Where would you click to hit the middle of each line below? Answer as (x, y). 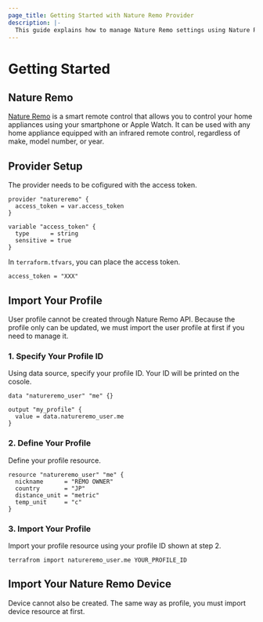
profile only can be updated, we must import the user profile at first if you (126, 327)
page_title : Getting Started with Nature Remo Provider (101, 15)
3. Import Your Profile (50, 529)
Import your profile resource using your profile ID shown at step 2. (115, 545)
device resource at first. (47, 611)
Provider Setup (45, 166)
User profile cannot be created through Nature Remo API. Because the (122, 319)
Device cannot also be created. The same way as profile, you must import (127, 603)
